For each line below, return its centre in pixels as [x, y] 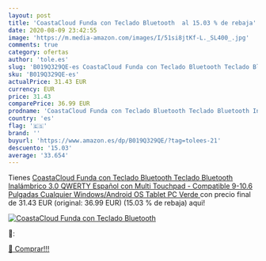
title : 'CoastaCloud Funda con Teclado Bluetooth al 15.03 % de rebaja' [133, 23]
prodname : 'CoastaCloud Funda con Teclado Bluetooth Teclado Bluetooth [129, 112]
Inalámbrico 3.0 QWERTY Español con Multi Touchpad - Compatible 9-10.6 [131, 186]
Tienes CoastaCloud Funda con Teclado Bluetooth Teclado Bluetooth [121, 178]
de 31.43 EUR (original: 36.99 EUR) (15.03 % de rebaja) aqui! [107, 203]
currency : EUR [32, 89]
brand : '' [25, 133]
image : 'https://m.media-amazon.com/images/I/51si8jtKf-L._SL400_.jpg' [129, 38]
